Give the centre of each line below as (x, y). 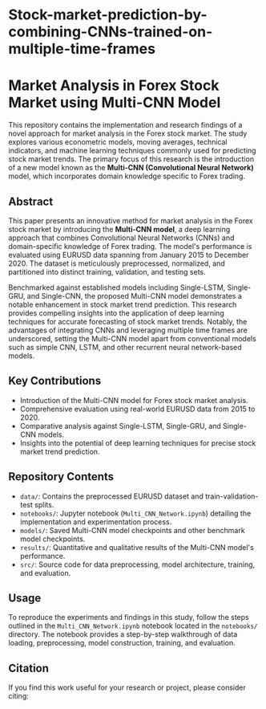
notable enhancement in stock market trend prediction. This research (123, 304)
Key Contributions (55, 381)
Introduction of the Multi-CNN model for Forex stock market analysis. (134, 400)
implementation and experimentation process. (96, 522)
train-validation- (232, 496)
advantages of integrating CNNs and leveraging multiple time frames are (128, 330)
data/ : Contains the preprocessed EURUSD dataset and (112, 496)
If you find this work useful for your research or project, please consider (127, 687)
